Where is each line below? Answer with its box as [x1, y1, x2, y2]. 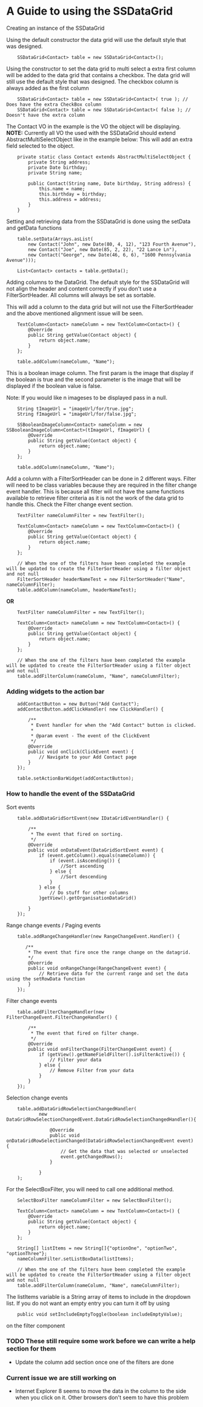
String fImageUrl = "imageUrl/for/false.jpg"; [17, 411, 137, 417]
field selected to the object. [6, 142, 75, 150]
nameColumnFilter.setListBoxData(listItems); [17, 1256, 135, 1262]
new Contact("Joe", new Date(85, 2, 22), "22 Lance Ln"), [28, 246, 178, 253]
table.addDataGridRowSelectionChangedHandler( [17, 1106, 137, 1112]
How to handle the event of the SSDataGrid [6, 790, 135, 798]
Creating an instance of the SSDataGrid [6, 24, 105, 32]
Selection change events [6, 1094, 68, 1101]
